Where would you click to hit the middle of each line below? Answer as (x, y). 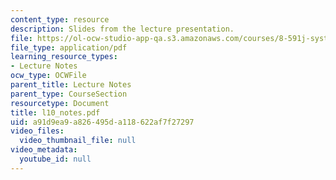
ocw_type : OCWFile (48, 76)
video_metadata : (44, 150)
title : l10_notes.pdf (55, 112)
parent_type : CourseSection (69, 94)
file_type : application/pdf (69, 47)
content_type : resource (60, 19)
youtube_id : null (55, 159)
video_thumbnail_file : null (78, 141)
